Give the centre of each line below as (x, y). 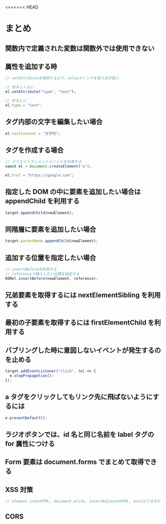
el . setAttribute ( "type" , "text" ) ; (41, 92)
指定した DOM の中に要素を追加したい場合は (73, 192)
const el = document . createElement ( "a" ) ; (48, 167)
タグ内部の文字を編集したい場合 (54, 122)
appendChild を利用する (42, 201)
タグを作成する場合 (34, 150)
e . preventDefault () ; (26, 418)
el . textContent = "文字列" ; (33, 133)
